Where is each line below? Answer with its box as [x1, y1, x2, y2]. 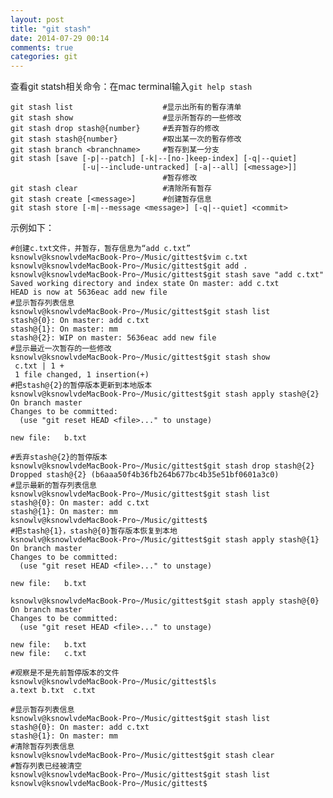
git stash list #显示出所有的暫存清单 [10, 102, 242, 113]
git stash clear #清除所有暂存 [10, 184, 212, 194]
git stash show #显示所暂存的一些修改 [10, 113, 242, 123]
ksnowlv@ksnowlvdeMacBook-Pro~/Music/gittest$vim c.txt [10, 252, 248, 263]
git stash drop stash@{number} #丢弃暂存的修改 [10, 124, 220, 134]
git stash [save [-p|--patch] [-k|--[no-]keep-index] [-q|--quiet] [10, 154, 298, 164]
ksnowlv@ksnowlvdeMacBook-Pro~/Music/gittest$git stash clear [10, 751, 275, 761]
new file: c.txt [10, 649, 87, 659]
